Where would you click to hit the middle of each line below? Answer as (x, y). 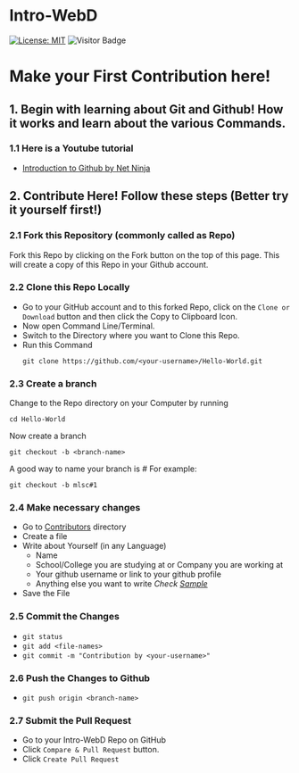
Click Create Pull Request (71, 759)
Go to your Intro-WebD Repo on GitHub (94, 740)
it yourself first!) (56, 210)
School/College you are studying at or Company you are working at (159, 565)
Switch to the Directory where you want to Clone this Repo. (131, 335)
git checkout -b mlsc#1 (54, 486)
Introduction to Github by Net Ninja (86, 168)
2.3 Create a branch (53, 383)
